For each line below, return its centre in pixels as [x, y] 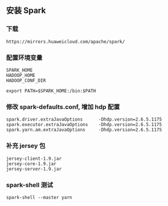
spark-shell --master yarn [39, 197]
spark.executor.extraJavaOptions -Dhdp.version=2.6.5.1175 [84, 125]
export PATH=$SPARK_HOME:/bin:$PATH [51, 91]
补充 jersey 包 [26, 146]
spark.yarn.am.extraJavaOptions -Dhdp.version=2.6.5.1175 [84, 130]
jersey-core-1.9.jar [32, 164]
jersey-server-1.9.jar [34, 169]
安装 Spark [26, 11]
